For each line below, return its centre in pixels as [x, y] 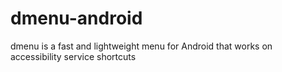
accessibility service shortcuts [73, 56]
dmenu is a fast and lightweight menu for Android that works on [141, 46]
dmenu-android [76, 18]
